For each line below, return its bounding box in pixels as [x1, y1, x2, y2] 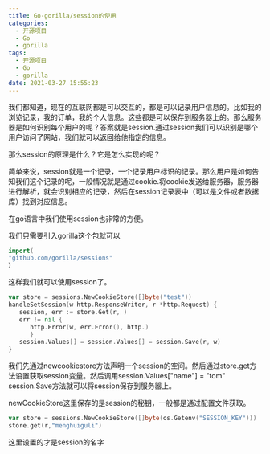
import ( [8, 247, 35, 255]
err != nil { [18, 315, 63, 324]
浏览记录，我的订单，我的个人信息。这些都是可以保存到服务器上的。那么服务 [8, 112, 262, 121]
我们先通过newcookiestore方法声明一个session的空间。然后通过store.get [8, 361, 251, 370]
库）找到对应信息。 [8, 196, 72, 206]
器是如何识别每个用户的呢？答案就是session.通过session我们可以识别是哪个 [8, 122, 259, 132]
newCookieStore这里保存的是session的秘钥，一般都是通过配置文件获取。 [8, 399, 251, 408]
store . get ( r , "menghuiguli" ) [8, 422, 103, 430]
